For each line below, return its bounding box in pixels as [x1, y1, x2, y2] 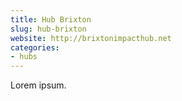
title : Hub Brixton [10, 14, 92, 25]
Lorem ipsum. [10, 79, 67, 91]
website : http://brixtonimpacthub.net [10, 33, 172, 43]
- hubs [10, 52, 38, 62]
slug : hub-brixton [10, 24, 87, 34]
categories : [10, 42, 60, 53]
